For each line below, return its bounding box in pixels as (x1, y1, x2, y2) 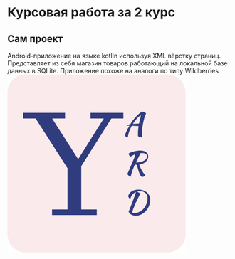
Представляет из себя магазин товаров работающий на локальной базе (7, 59, 228, 68)
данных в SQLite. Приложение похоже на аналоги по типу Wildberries (7, 67, 219, 75)
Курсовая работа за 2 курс (7, 4, 176, 21)
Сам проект (7, 33, 63, 45)
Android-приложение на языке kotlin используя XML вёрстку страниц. (7, 51, 221, 60)
